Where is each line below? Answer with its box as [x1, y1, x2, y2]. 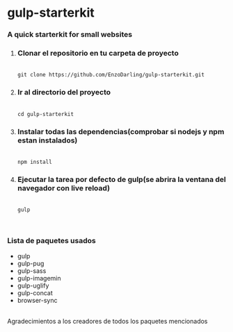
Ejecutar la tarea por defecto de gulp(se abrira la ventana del [17, 174, 226, 184]
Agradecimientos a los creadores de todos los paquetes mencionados [7, 317, 208, 325]
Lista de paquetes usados [7, 236, 96, 246]
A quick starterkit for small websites [7, 30, 133, 40]
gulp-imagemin [17, 274, 61, 282]
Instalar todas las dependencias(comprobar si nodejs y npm [17, 126, 225, 136]
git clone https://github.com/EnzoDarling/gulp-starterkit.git [17, 72, 205, 78]
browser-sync [17, 296, 58, 304]
